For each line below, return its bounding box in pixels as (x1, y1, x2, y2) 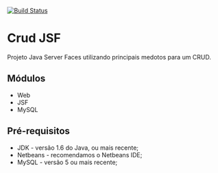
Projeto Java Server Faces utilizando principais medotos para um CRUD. (7, 53, 211, 61)
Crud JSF (7, 31, 61, 46)
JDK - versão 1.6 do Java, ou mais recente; (16, 144, 139, 152)
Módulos (7, 72, 46, 85)
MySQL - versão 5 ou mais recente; (16, 158, 118, 166)
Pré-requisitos (7, 125, 71, 137)
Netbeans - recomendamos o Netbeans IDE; (16, 150, 143, 159)
